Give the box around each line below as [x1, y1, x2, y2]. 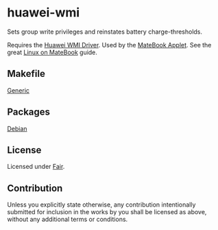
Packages [7, 106, 50, 118]
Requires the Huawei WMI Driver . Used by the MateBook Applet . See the [7, 41, 212, 49]
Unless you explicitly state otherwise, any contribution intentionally [7, 200, 196, 209]
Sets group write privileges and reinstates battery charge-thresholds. [7, 27, 203, 36]
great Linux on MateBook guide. [7, 48, 98, 56]
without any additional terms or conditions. [7, 215, 128, 224]
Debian [7, 124, 27, 133]
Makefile [7, 68, 46, 80]
